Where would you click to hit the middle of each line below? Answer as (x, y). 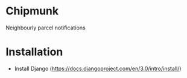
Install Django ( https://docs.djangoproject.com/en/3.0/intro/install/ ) (98, 68)
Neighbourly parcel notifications (46, 28)
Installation (34, 52)
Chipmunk (32, 11)
